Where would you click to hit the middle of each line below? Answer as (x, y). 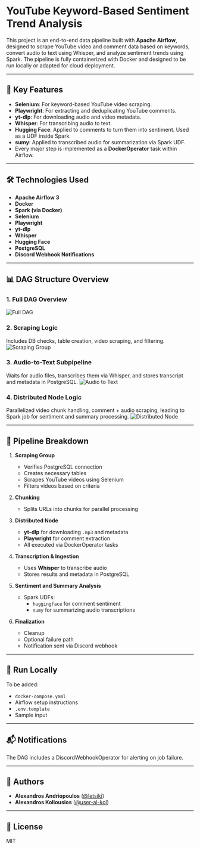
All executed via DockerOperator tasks (71, 544)
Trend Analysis (44, 24)
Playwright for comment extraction (67, 538)
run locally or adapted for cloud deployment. (61, 65)
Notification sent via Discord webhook (71, 646)
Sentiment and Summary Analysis (58, 585)
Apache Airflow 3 (37, 197)
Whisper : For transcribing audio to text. (63, 123)
